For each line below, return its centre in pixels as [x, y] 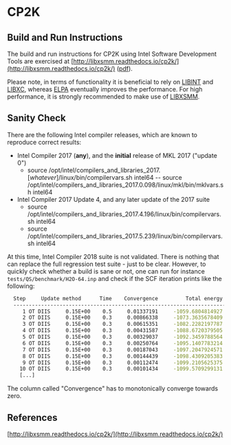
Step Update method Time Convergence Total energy [118, 298]
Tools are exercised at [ [40, 61]
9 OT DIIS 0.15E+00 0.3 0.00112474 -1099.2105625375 [123, 362]
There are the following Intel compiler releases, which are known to [102, 134]
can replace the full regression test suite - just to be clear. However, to [107, 264]
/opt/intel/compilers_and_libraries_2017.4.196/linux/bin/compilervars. [124, 214]
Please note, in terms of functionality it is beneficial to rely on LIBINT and [110, 82]
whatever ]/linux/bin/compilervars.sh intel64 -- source [106, 177]
